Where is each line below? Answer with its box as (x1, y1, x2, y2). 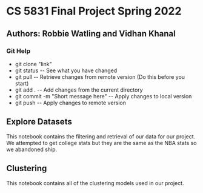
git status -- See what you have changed (15, 67, 118, 74)
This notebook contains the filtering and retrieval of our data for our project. (6, 132, 196, 140)
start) (15, 80, 29, 87)
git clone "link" (15, 60, 53, 67)
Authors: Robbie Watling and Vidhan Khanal (6, 29, 176, 39)
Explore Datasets (6, 117, 73, 127)
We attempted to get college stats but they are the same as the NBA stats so (6, 139, 197, 146)
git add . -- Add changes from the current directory (15, 86, 144, 93)
